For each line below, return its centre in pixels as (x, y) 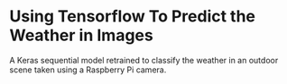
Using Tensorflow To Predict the (132, 17)
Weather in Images (81, 35)
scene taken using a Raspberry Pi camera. (88, 70)
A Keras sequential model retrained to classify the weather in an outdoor (144, 60)
